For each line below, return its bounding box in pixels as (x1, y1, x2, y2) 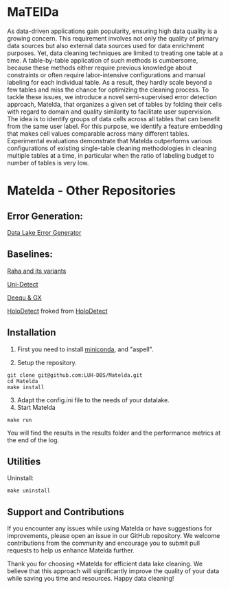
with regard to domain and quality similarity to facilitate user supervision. (7, 107, 213, 116)
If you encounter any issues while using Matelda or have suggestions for (7, 524, 213, 533)
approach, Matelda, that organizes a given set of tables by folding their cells (7, 100, 222, 108)
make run (7, 416, 32, 424)
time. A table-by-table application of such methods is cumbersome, (7, 56, 198, 64)
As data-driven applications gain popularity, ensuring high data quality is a (7, 27, 218, 35)
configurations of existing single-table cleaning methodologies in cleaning (7, 144, 217, 152)
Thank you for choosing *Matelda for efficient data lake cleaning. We (7, 559, 203, 568)
